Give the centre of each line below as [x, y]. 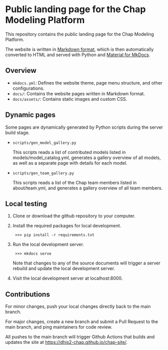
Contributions [28, 294]
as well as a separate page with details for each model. [70, 163]
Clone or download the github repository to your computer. [74, 216]
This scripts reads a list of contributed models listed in [69, 152]
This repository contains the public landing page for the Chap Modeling [80, 34]
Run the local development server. [48, 245]
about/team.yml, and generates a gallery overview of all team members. [88, 188]
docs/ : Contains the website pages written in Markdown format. [79, 93]
